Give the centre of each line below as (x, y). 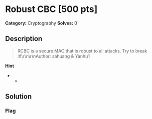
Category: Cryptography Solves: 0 (41, 23)
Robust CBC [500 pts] (51, 9)
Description (24, 39)
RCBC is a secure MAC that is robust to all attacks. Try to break (82, 50)
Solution (18, 97)
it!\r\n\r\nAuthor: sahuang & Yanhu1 (54, 56)
